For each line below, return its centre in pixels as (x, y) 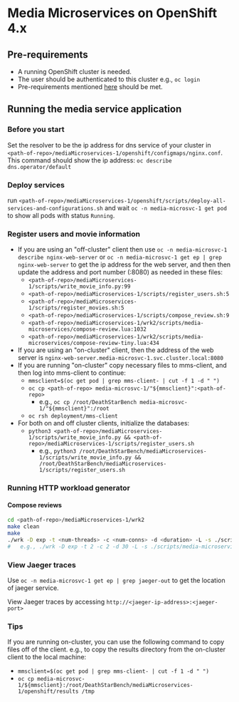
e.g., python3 (58, 451)
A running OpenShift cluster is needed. (74, 72)
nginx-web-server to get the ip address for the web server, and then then (124, 264)
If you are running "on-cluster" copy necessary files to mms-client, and (122, 366)
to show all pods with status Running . (61, 215)
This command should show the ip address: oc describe (90, 160)
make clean (23, 527)
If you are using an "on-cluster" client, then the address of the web (116, 350)
